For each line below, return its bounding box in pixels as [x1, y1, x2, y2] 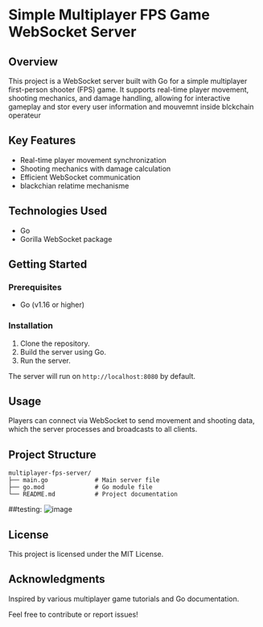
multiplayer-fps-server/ [8, 469, 92, 477]
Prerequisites [8, 281, 62, 293]
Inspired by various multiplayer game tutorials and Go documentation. [8, 594, 240, 604]
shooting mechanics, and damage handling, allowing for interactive [8, 93, 231, 102]
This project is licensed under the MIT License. [8, 550, 164, 559]
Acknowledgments [8, 572, 106, 586]
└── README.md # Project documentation [8, 490, 179, 499]
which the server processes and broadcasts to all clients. [8, 425, 198, 434]
